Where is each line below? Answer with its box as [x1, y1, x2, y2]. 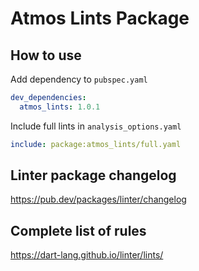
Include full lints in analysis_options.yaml [10, 120, 182, 132]
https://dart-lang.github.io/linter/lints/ [10, 249, 164, 261]
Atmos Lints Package [10, 7, 190, 30]
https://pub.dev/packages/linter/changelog [10, 193, 187, 206]
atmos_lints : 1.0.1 [19, 102, 101, 112]
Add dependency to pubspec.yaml [10, 73, 148, 85]
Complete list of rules [10, 222, 147, 239]
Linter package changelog [10, 167, 177, 184]
